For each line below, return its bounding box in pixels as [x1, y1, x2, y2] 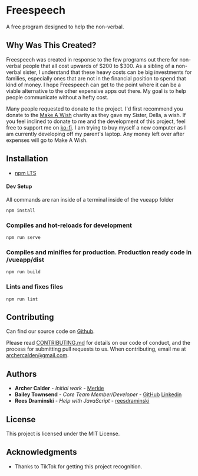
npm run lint [6, 296, 38, 302]
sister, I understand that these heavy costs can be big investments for [22, 69, 192, 76]
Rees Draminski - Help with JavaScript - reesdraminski [14, 397, 150, 404]
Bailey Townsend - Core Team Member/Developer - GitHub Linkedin [14, 391, 182, 398]
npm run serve [6, 235, 41, 241]
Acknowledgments [6, 447, 78, 457]
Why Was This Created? [6, 40, 97, 50]
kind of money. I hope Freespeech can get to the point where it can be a [6, 81, 181, 88]
